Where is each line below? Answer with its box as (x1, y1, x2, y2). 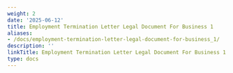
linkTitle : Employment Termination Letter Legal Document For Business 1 (7, 49, 227, 56)
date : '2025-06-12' (7, 17, 64, 24)
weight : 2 (7, 10, 36, 17)
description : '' (7, 42, 54, 49)
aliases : (7, 29, 33, 37)
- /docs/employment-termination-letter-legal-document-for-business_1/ (7, 36, 220, 43)
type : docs (7, 56, 39, 63)
